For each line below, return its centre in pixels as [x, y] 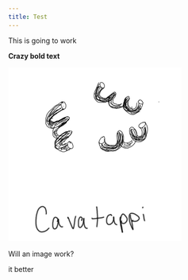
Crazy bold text [34, 56]
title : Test [28, 17]
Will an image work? [41, 254]
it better [21, 269]
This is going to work [42, 41]
